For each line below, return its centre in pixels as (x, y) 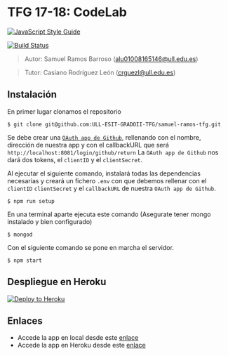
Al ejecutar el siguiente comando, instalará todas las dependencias (104, 173)
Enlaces (25, 321)
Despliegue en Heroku (57, 282)
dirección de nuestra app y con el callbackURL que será (88, 145)
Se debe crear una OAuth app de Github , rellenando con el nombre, (104, 137)
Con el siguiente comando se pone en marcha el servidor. (90, 247)
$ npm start (25, 261)
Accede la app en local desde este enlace (78, 338)
